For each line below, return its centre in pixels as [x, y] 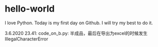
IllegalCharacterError [27, 39]
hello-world [30, 9]
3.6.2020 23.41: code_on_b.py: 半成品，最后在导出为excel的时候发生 [76, 33]
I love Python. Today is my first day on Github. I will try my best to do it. [79, 23]
